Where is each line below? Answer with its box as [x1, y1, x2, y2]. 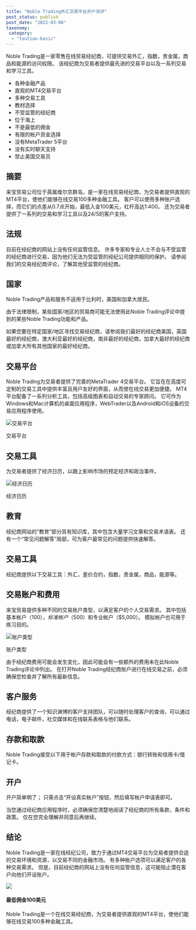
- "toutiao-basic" [11, 36, 57, 42]
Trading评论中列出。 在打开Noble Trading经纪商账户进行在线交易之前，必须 [6, 665, 188, 672]
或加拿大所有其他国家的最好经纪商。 [6, 343, 93, 350]
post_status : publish [6, 14, 59, 20]
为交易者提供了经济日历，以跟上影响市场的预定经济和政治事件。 [6, 468, 159, 475]
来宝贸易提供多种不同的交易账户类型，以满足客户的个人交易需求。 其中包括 [6, 606, 187, 613]
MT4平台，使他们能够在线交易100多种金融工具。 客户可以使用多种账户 [6, 196, 176, 203]
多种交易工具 [14, 94, 45, 101]
